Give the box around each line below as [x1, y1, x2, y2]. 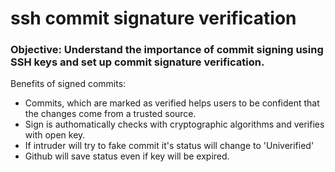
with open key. [24, 129, 86, 141]
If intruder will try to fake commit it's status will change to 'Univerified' [24, 140, 315, 152]
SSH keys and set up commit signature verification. [10, 55, 265, 69]
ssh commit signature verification [10, 7, 297, 30]
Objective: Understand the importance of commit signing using [10, 43, 324, 57]
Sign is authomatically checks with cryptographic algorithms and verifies [24, 118, 325, 131]
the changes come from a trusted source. [24, 108, 197, 120]
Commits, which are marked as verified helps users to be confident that [24, 97, 320, 109]
